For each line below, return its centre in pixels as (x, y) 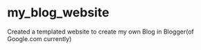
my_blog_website (58, 13)
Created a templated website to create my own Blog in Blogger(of (101, 32)
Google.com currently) (40, 38)
